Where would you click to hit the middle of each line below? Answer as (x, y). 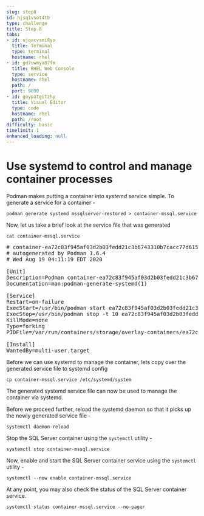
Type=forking (26, 326)
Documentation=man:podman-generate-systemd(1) (77, 284)
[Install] (21, 344)
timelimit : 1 (23, 131)
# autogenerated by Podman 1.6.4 (56, 253)
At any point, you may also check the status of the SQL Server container (97, 489)
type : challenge (27, 23)
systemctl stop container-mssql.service (58, 449)
